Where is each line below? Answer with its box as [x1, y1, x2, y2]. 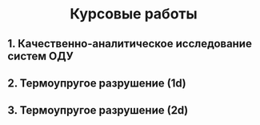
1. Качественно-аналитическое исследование [7, 37, 253, 50]
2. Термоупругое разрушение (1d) [7, 76, 186, 90]
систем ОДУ [7, 49, 74, 62]
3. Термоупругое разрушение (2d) [7, 103, 189, 117]
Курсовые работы [70, 5, 198, 23]
